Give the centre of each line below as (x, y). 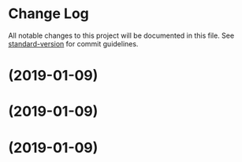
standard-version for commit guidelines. (73, 43)
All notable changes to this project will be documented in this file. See (121, 35)
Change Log (48, 14)
